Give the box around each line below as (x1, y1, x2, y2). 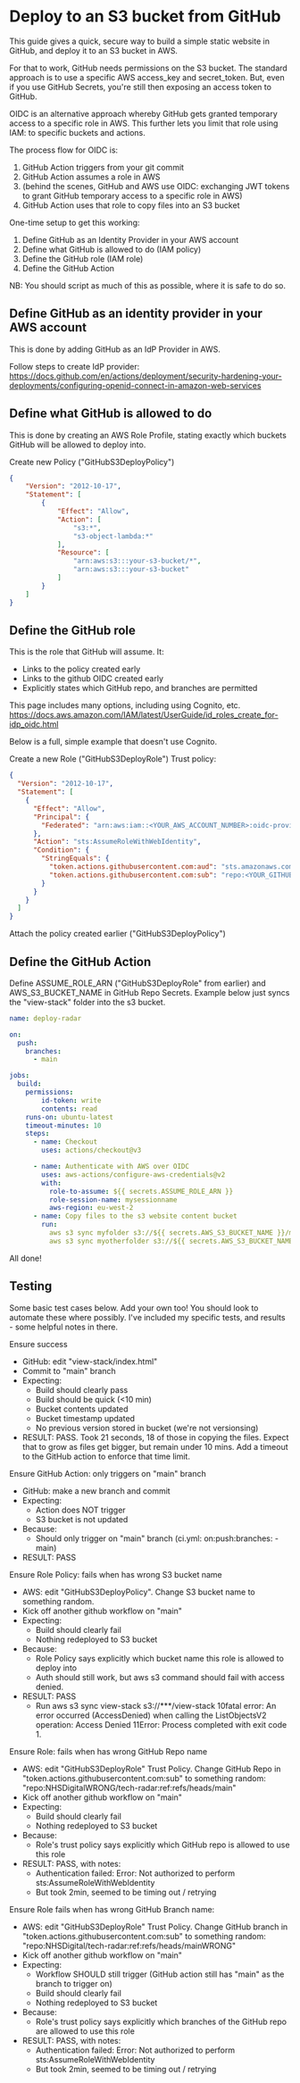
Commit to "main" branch (21, 1365, 116, 1376)
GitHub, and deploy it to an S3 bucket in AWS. (9, 45, 179, 55)
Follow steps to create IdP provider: (9, 361, 140, 371)
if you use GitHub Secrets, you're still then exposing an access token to (9, 81, 272, 92)
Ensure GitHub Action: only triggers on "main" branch (9, 1468, 207, 1479)
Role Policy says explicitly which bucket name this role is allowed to (35, 1653, 284, 1663)
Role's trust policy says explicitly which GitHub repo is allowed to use (35, 1839, 290, 1850)
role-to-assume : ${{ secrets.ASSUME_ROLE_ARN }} (48, 1187, 234, 1196)
